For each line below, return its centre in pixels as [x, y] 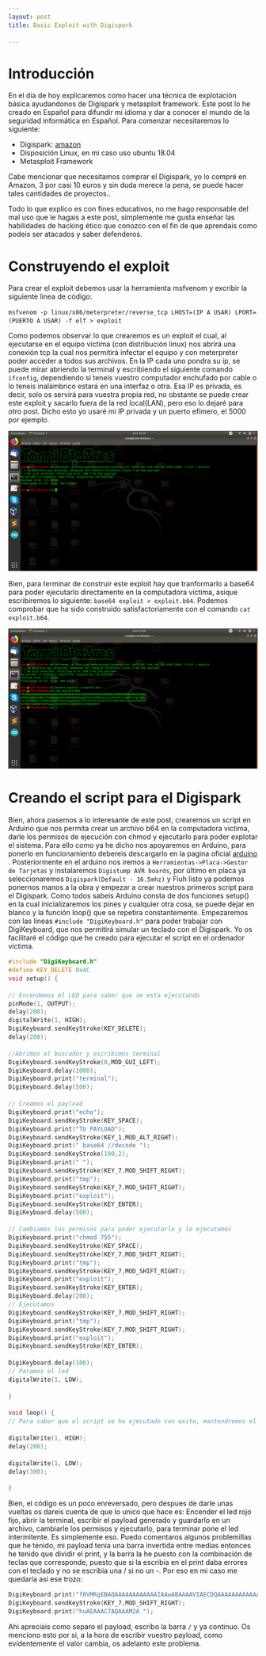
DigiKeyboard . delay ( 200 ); [51, 1296]
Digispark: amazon [50, 145]
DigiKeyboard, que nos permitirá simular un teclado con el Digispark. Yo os [130, 929]
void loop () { [32, 1413]
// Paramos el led [38, 1372]
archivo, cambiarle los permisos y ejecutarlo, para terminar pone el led [123, 1528]
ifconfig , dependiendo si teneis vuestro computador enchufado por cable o [133, 378]
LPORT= [246, 313]
